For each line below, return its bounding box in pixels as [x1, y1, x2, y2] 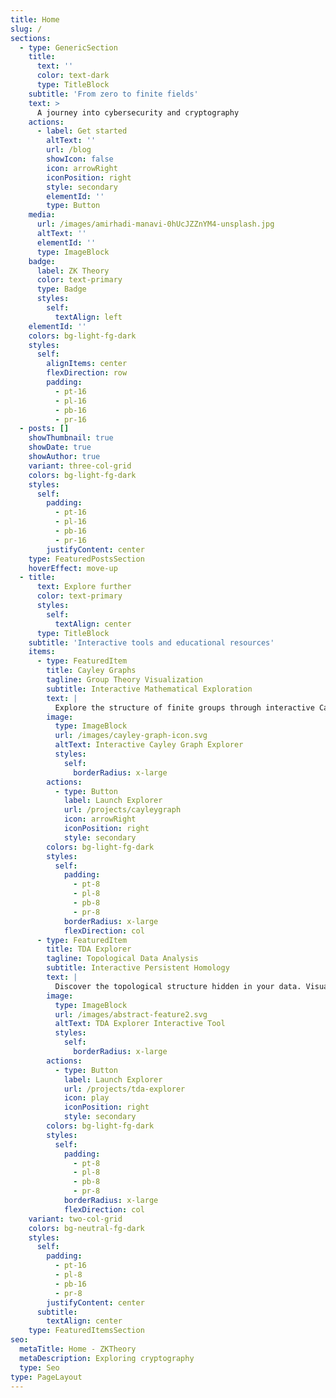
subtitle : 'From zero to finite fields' [28, 89, 199, 99]
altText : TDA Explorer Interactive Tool [54, 1019, 226, 1029]
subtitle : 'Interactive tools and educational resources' [28, 637, 275, 648]
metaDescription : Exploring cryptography [19, 1353, 195, 1363]
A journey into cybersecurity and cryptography [36, 107, 240, 118]
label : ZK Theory [36, 266, 110, 276]
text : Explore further [36, 582, 132, 592]
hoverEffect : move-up [28, 563, 118, 573]
